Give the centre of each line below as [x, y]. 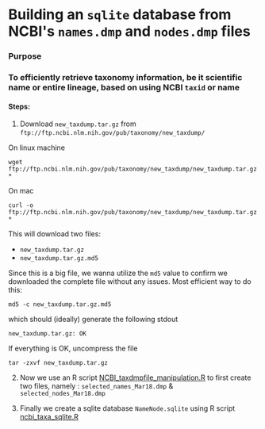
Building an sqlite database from [120, 15]
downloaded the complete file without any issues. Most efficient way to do [130, 282]
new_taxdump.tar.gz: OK [48, 334]
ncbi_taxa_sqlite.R [49, 417]
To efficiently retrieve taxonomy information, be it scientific [125, 78]
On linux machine [37, 147]
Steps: [19, 106]
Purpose [25, 56]
